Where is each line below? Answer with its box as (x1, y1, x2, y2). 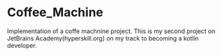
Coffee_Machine (7, 5, 103, 20)
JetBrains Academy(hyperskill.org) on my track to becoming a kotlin (7, 34, 199, 42)
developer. (7, 41, 38, 49)
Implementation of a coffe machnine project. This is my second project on (7, 27, 216, 35)
